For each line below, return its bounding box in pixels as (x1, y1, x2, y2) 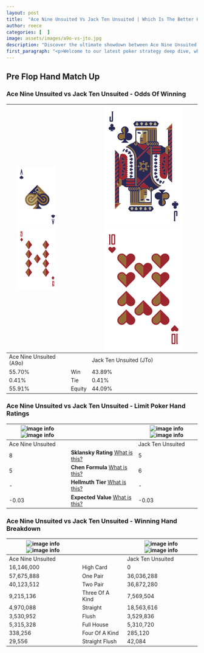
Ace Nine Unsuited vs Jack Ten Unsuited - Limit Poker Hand (6, 402, 186, 410)
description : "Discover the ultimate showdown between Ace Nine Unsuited (6, 42, 197, 48)
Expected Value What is (70, 493, 132, 501)
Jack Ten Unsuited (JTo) (92, 356, 154, 364)
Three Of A (81, 589, 110, 596)
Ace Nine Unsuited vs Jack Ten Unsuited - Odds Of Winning (6, 90, 186, 98)
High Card (81, 564, 107, 571)
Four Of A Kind (81, 629, 119, 637)
